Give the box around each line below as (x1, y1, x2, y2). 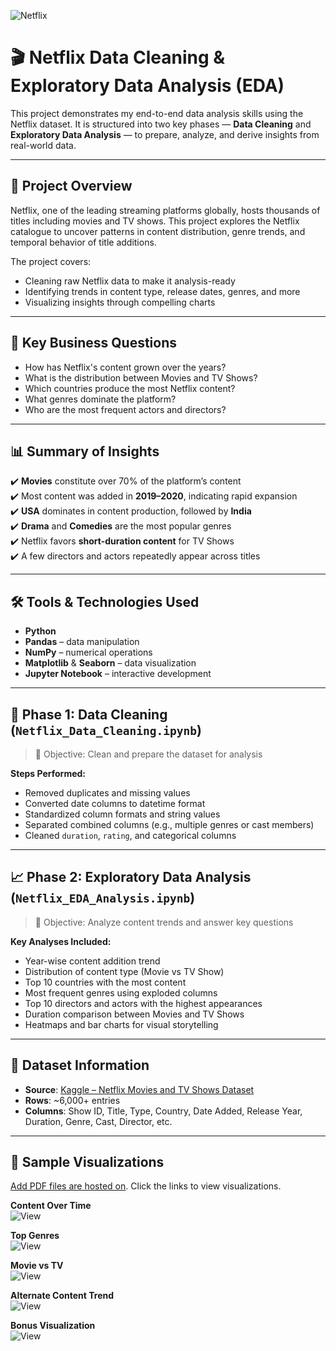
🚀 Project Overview (10, 178, 133, 195)
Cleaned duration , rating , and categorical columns (24, 830, 237, 841)
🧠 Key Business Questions (10, 335, 178, 352)
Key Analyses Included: (10, 935, 112, 947)
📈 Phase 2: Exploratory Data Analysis (10, 869, 252, 886)
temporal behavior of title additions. (10, 236, 157, 248)
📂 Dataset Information (10, 1057, 150, 1074)
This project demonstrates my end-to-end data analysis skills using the (10, 107, 304, 119)
